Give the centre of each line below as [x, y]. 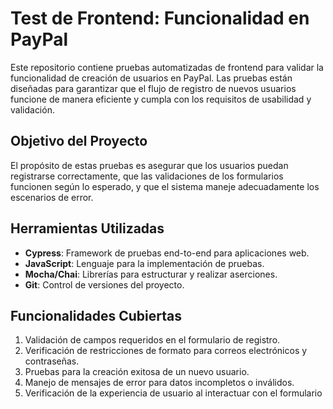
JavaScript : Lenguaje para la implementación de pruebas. [144, 263]
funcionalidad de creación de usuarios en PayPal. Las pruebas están [151, 78]
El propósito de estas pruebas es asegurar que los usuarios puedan [149, 165]
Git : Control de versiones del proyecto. [104, 284]
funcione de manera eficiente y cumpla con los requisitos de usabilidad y [161, 99]
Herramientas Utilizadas [87, 228]
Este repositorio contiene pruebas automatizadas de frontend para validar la [167, 67]
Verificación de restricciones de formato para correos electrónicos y [166, 351]
